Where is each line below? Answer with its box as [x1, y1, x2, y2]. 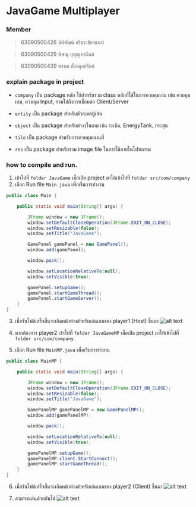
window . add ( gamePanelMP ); [27, 413, 92, 419]
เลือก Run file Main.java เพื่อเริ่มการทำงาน [14, 181, 105, 188]
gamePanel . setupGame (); [27, 284, 86, 290]
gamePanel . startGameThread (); [27, 290, 102, 296]
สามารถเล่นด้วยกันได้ [14, 495, 56, 502]
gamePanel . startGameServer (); [27, 296, 102, 302]
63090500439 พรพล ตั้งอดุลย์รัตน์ [20, 62, 95, 69]
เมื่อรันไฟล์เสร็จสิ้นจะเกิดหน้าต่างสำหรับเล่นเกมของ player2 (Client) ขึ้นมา [14, 483, 163, 490]
